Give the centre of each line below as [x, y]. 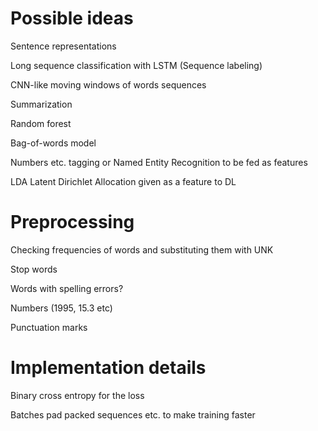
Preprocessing [72, 222]
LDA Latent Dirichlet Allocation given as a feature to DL [123, 181]
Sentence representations [63, 46]
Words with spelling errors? [67, 288]
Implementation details [108, 368]
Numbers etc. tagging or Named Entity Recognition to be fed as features [159, 162]
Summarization [41, 104]
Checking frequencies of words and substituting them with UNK [142, 249]
